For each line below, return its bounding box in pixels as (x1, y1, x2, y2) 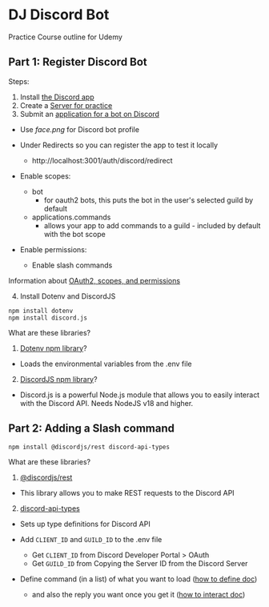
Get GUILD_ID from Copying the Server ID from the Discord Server (31, 558, 248, 568)
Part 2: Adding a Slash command (8, 422, 175, 436)
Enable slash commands (31, 260, 113, 270)
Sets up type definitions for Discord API (19, 519, 151, 529)
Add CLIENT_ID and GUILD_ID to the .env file (19, 534, 163, 544)
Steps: (8, 76, 30, 86)
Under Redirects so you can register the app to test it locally (19, 140, 219, 150)
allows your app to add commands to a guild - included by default (43, 220, 261, 230)
